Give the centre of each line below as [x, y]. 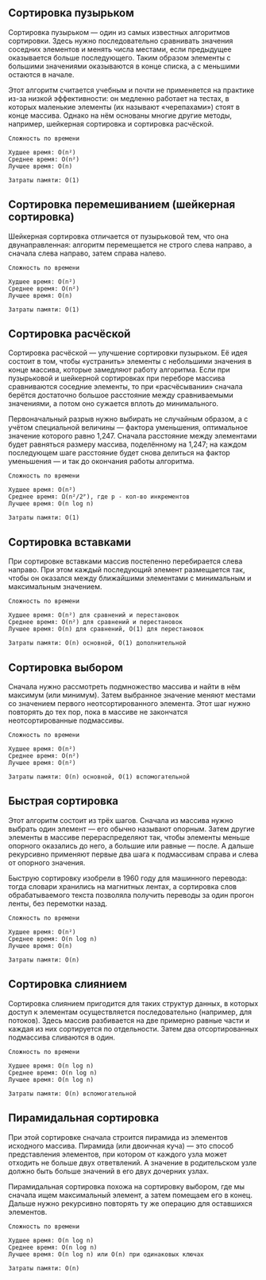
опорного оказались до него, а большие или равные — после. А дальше [131, 845]
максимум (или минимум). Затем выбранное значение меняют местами [132, 695]
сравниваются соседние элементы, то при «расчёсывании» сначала [126, 387]
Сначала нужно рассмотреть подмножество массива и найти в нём [124, 687]
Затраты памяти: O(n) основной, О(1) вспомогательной [99, 777]
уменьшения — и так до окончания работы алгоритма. [101, 462]
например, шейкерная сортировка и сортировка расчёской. [111, 123]
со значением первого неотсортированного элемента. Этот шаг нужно [129, 704]
